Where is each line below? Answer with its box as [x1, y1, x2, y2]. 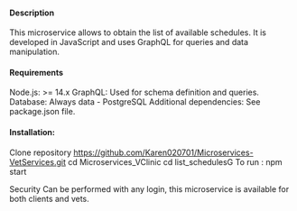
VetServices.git [9, 156, 66, 167]
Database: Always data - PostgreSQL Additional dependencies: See [9, 96, 261, 107]
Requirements [9, 67, 64, 78]
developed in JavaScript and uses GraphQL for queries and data [9, 37, 249, 48]
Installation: [9, 127, 56, 137]
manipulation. [9, 46, 60, 58]
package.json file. [9, 106, 76, 117]
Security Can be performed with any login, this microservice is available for [9, 183, 290, 194]
